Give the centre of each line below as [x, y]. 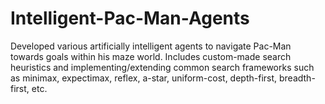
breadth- [297, 78]
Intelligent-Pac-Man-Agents [130, 18]
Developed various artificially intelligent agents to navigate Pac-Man [151, 46]
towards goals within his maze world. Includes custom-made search [151, 56]
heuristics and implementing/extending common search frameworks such [162, 67]
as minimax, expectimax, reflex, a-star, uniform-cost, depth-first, [144, 78]
